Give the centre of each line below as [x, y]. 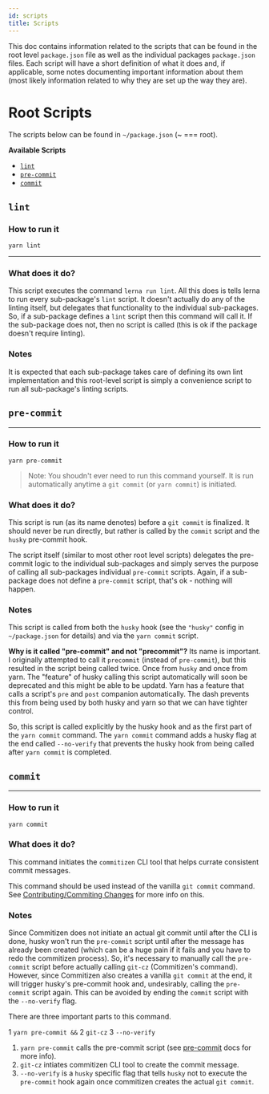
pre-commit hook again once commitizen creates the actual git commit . [137, 1082]
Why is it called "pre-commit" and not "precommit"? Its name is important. [134, 652]
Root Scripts [50, 112]
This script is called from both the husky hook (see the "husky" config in [126, 628]
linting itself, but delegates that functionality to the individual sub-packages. [133, 308]
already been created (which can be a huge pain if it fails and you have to [129, 950]
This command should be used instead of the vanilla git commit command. [132, 886]
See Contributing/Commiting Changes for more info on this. [106, 894]
